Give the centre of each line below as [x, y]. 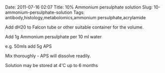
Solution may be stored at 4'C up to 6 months [52, 65]
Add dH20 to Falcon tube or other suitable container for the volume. [74, 27]
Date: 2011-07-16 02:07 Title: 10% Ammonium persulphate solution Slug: [79, 7]
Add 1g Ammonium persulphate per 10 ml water [54, 37]
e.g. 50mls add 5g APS [28, 46]
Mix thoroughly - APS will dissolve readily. [48, 56]
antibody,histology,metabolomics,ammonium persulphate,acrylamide [76, 18]
